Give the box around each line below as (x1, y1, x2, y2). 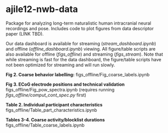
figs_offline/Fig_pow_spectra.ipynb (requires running (6, 86, 115, 92)
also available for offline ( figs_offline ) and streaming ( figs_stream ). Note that (6, 51, 163, 57)
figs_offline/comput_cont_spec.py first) (6, 92, 87, 98)
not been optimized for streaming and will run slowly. (6, 62, 115, 68)
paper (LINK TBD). (6, 31, 44, 37)
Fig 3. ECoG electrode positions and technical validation (6, 81, 125, 87)
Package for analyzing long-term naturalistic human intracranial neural (6, 20, 151, 26)
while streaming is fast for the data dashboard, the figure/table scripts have (6, 56, 161, 62)
